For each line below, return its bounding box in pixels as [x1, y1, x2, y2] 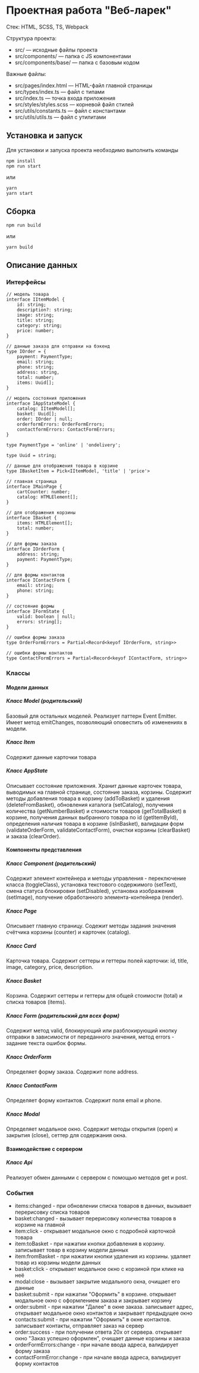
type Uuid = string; [6, 453, 58, 459]
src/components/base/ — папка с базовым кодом [14, 59, 140, 66]
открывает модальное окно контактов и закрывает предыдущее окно [14, 1309, 193, 1317]
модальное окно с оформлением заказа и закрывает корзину [14, 1296, 172, 1304]
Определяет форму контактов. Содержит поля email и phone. [6, 1097, 162, 1104]
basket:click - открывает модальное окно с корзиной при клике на [14, 1265, 184, 1272]
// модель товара [6, 292, 49, 298]
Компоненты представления [6, 846, 82, 853]
